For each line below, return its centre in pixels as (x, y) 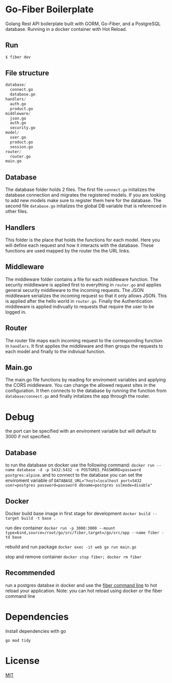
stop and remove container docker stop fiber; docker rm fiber (74, 557)
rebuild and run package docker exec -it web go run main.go (71, 547)
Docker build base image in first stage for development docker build (78, 513)
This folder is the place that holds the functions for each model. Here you (83, 240)
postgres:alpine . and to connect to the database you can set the (74, 475)
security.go (23, 128)
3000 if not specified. (28, 437)
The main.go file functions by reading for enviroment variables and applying (85, 380)
